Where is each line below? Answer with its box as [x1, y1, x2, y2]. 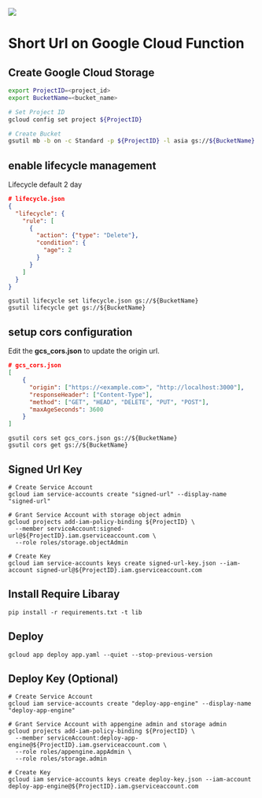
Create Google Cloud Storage [8, 65, 155, 79]
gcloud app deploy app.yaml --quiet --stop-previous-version [8, 651, 213, 659]
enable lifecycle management [8, 158, 157, 173]
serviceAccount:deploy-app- [46, 734, 139, 742]
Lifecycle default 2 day [8, 180, 83, 189]
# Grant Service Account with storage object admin [8, 510, 181, 519]
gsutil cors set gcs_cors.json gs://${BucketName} [8, 434, 178, 443]
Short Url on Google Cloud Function [8, 35, 245, 53]
